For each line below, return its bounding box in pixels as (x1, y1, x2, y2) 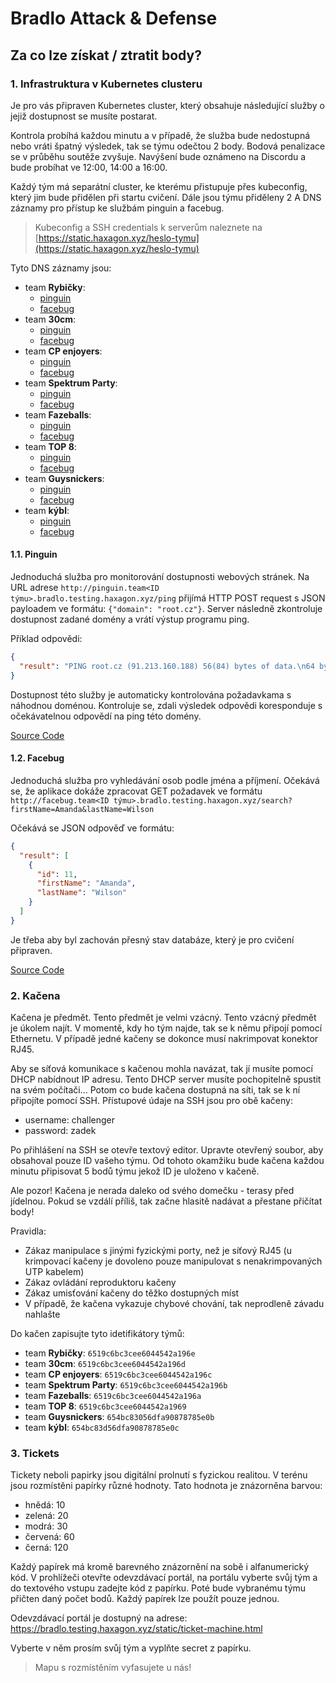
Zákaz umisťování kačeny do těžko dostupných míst (24, 1287, 240, 1299)
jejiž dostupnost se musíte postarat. (10, 110, 158, 122)
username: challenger (24, 1114, 116, 1126)
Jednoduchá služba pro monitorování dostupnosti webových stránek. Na (10, 571, 310, 583)
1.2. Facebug (10, 752, 65, 764)
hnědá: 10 (24, 1499, 66, 1511)
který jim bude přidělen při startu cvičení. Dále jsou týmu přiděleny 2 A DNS (10, 191, 322, 203)
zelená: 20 (24, 1510, 69, 1522)
